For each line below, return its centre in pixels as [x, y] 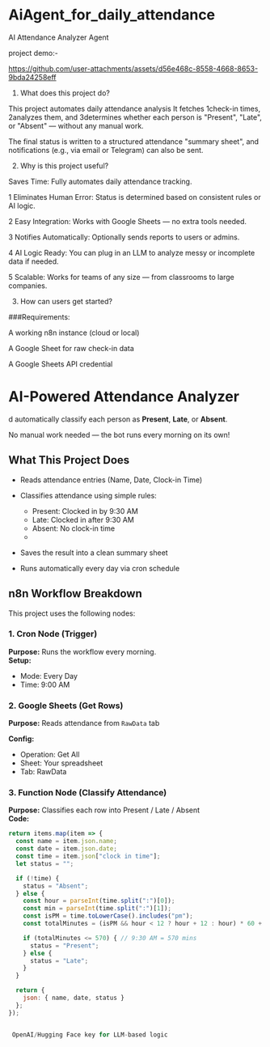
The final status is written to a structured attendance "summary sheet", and [134, 141]
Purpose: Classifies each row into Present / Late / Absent [104, 810]
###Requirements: [39, 316]
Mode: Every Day [49, 676]
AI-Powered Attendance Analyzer [124, 397]
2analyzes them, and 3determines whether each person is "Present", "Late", [135, 117]
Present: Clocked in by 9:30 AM [85, 511]
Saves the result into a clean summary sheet [94, 553]
